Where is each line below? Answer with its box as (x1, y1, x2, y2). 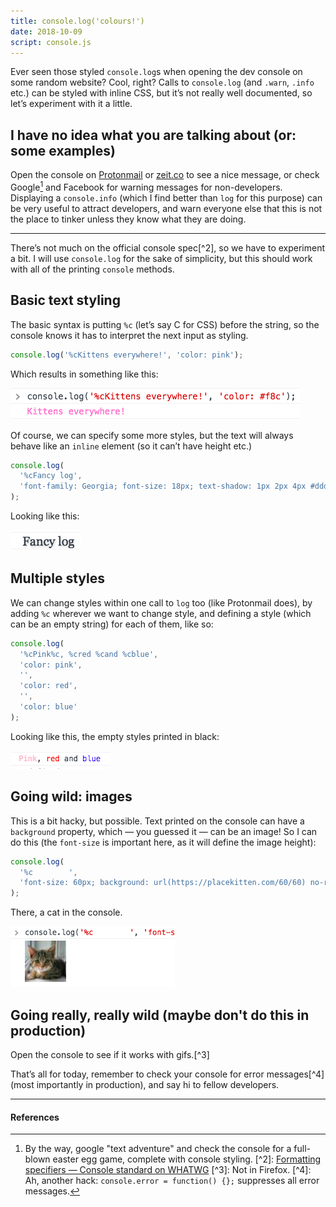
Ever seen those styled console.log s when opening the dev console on (10, 66, 303, 78)
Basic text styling (10, 292, 121, 309)
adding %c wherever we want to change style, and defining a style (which (10, 607, 312, 619)
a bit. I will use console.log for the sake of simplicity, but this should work (10, 252, 313, 264)
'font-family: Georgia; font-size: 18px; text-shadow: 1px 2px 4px (19, 481, 307, 492)
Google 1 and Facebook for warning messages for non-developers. (10, 180, 283, 193)
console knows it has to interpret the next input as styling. (10, 329, 249, 341)
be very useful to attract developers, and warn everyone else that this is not (10, 202, 323, 214)
